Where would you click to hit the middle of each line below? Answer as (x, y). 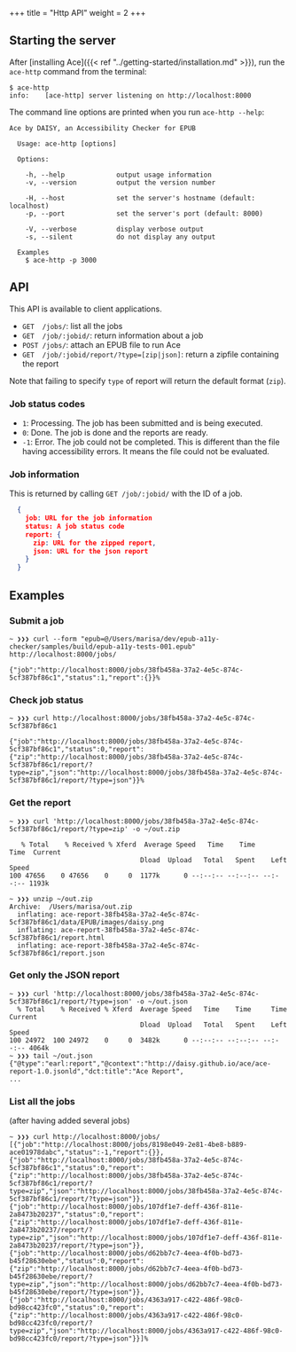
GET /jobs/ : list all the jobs (72, 326)
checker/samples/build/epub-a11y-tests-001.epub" (103, 647)
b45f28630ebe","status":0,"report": (77, 1262)
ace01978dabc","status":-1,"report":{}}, (87, 1152)
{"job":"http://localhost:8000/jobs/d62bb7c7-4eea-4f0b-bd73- (126, 1254)
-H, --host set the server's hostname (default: (140, 198)
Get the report (40, 803)
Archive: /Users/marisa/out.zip (71, 907)
